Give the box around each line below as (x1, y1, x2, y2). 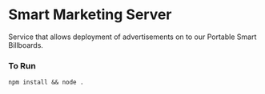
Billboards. (8, 40, 44, 49)
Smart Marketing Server (8, 6, 172, 24)
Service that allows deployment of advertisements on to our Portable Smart (8, 32, 257, 41)
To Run (8, 60, 36, 71)
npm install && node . (8, 78, 84, 87)
